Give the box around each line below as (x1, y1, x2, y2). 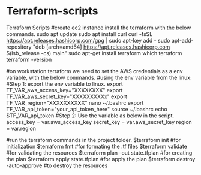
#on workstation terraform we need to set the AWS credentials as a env (6, 67, 183, 74)
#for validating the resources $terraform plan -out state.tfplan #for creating (6, 149, 193, 156)
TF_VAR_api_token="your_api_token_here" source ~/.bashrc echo (6, 105, 168, 113)
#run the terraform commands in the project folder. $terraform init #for (6, 136, 181, 143)
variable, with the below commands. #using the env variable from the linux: (6, 74, 192, 81)
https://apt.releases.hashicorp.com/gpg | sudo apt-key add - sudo (6, 37, 170, 44)
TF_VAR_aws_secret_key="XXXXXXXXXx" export (6, 93, 128, 100)
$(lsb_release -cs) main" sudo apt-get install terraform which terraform (6, 49, 182, 56)
